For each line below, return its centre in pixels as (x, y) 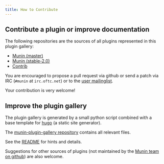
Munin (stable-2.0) (31, 61)
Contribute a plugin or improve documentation (77, 30)
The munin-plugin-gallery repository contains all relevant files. (68, 132)
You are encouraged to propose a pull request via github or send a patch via (82, 76)
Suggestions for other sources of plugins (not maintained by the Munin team (82, 151)
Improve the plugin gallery (46, 106)
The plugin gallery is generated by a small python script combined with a (78, 117)
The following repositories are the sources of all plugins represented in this (81, 41)
